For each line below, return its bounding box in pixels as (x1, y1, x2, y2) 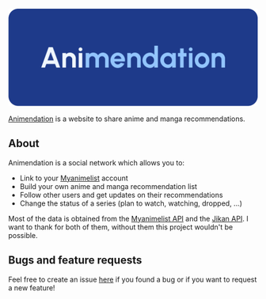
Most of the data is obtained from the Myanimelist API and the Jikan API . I (8, 214, 249, 223)
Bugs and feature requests (8, 254, 142, 267)
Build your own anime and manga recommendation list (19, 181, 198, 191)
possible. (8, 230, 38, 240)
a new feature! (8, 282, 55, 293)
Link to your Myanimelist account (19, 173, 128, 183)
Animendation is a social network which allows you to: (8, 157, 184, 167)
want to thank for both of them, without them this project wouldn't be (8, 222, 234, 232)
